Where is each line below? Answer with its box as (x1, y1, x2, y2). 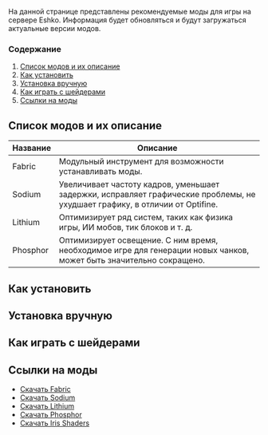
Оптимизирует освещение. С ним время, (58, 235, 219, 246)
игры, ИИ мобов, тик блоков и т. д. (58, 222, 193, 233)
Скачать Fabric (19, 385, 72, 394)
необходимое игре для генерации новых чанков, (58, 245, 250, 256)
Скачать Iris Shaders (19, 418, 90, 428)
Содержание (8, 43, 62, 54)
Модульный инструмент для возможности (58, 156, 224, 167)
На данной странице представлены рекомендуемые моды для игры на (8, 7, 251, 16)
